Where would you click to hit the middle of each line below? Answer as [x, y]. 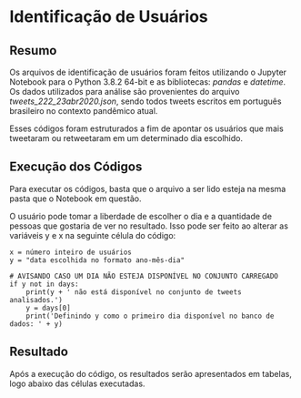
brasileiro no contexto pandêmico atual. [84, 111]
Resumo [33, 51]
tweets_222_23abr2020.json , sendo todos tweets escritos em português [145, 101]
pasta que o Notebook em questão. [75, 199]
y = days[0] [48, 308]
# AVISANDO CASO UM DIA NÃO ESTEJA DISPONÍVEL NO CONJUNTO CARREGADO [144, 276]
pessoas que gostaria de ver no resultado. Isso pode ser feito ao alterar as [149, 226]
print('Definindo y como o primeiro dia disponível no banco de [150, 316]
